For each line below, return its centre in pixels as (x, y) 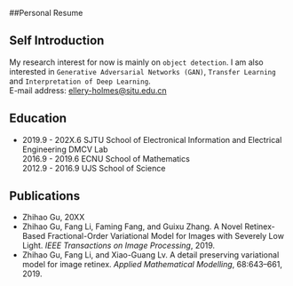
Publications (45, 196)
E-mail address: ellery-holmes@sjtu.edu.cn (88, 90)
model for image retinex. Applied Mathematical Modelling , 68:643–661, (152, 265)
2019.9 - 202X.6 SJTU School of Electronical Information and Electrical (152, 139)
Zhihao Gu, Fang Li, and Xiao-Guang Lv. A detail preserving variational (150, 255)
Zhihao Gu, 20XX (53, 218)
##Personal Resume (46, 13)
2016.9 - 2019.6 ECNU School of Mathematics (106, 158)
